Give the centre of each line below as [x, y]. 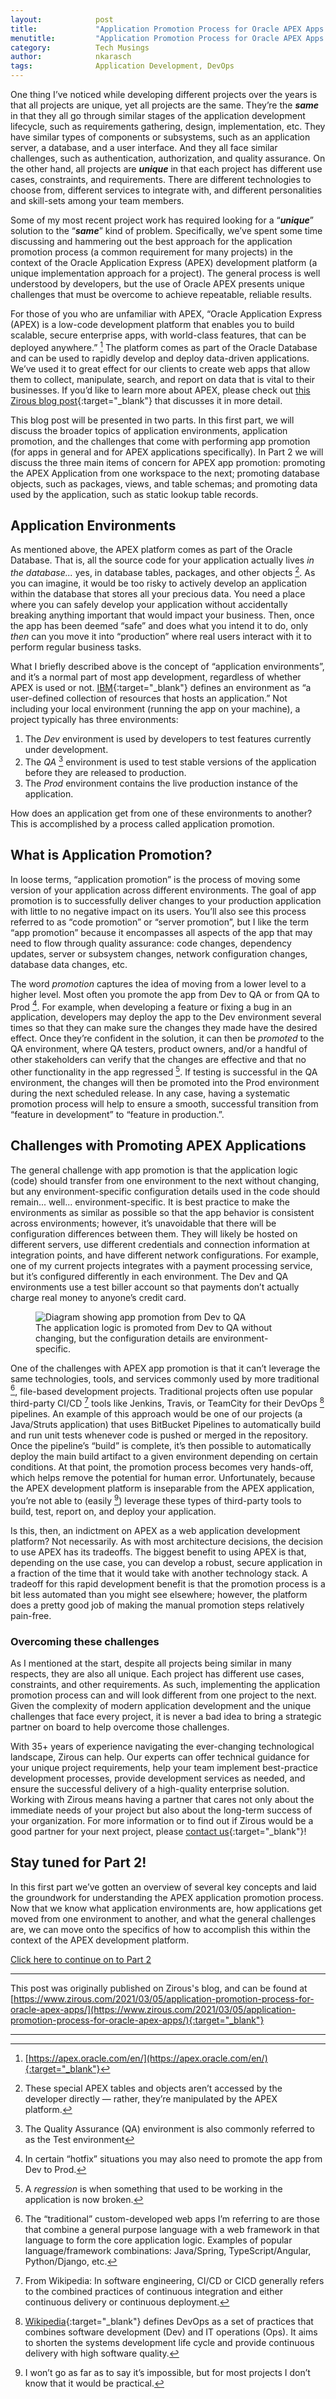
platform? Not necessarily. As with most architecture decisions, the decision [167, 1541]
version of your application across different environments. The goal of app [163, 890]
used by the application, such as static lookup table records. [134, 494]
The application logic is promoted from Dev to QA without [154, 1327]
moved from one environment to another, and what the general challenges [163, 1918]
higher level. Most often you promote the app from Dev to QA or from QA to [165, 994]
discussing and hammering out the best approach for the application [151, 241]
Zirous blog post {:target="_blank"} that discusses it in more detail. [146, 400]
